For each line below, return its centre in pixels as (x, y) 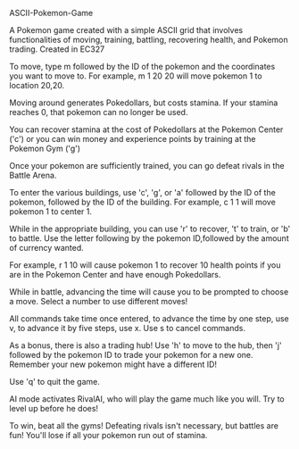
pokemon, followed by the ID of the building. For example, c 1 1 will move (143, 202)
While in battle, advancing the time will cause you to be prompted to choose (149, 292)
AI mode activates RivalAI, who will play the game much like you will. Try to (147, 399)
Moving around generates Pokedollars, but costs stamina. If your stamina (144, 103)
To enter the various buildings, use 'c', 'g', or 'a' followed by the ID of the (143, 192)
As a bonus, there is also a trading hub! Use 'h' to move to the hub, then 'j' (146, 345)
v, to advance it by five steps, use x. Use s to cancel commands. (127, 328)
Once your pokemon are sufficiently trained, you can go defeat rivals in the (147, 166)
